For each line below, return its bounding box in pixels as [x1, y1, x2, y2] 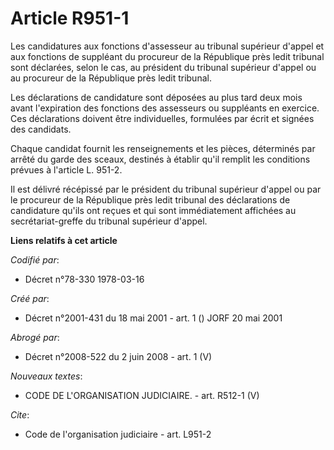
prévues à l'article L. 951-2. [10, 163, 123, 176]
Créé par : [10, 292, 50, 304]
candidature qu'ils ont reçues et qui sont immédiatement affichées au [10, 204, 297, 216]
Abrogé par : [10, 331, 60, 343]
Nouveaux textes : [10, 370, 83, 382]
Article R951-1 [10, 7, 130, 30]
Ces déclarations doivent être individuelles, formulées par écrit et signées [10, 112, 315, 124]
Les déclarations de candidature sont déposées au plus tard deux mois [10, 91, 303, 103]
